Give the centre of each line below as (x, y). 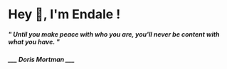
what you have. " (34, 42)
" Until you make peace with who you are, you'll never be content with (114, 34)
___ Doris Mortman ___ (42, 60)
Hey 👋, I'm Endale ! (64, 14)
